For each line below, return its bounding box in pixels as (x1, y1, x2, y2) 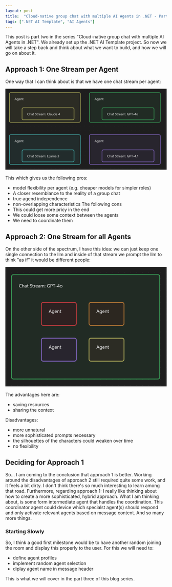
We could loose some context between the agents (12, 212, 119, 218)
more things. (5, 515, 32, 521)
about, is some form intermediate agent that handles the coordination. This (5, 499, 163, 505)
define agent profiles (12, 555, 57, 561)
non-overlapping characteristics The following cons (12, 201, 122, 207)
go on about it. (5, 50, 36, 56)
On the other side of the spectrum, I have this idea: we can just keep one (5, 246, 159, 252)
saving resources (12, 402, 50, 408)
